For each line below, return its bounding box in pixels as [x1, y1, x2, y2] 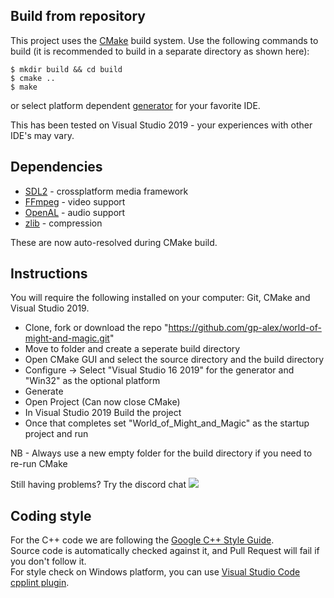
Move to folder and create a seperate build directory [24, 343, 241, 355]
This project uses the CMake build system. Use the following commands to [10, 34, 319, 46]
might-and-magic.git [24, 332, 110, 344]
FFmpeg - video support [24, 195, 126, 208]
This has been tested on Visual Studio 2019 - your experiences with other [10, 119, 313, 131]
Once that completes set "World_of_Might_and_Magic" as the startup [24, 417, 310, 429]
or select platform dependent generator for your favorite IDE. [10, 99, 261, 111]
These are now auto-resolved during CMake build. [10, 236, 218, 248]
